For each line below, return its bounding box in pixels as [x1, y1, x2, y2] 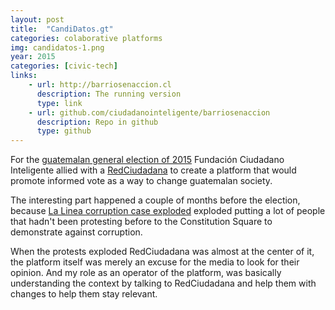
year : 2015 [10, 52, 56, 62]
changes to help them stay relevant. [10, 288, 158, 300]
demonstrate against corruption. [10, 226, 143, 238]
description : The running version [36, 89, 182, 99]
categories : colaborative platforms [10, 33, 163, 43]
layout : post [10, 14, 65, 25]
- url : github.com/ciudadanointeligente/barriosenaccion [28, 107, 271, 118]
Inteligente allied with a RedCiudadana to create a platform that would [10, 164, 297, 176]
